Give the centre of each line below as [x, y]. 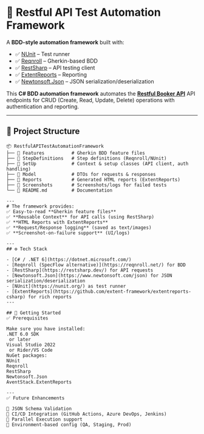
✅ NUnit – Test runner [42, 54]
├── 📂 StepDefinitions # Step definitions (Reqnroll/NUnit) [87, 158]
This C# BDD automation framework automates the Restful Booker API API [101, 93]
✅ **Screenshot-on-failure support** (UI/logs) [68, 233]
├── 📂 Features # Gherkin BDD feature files [76, 153]
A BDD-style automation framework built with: [65, 42]
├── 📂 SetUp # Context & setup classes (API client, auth [97, 164]
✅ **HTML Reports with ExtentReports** [57, 222]
